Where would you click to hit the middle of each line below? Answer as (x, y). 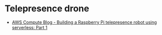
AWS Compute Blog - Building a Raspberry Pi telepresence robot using (84, 22)
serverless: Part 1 (30, 27)
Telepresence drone (47, 9)
